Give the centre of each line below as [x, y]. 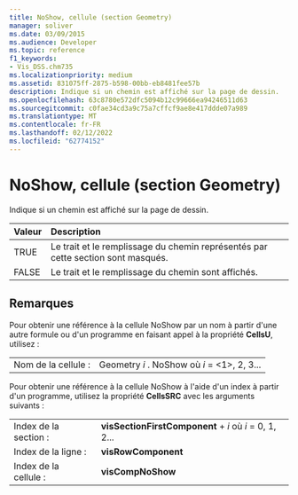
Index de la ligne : [50, 452]
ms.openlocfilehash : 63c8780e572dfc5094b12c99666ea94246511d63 [129, 100]
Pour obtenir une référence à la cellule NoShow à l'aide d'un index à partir [144, 386]
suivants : [27, 405]
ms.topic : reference [47, 51]
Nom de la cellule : [52, 365]
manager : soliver [41, 26]
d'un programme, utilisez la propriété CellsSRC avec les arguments [132, 396]
